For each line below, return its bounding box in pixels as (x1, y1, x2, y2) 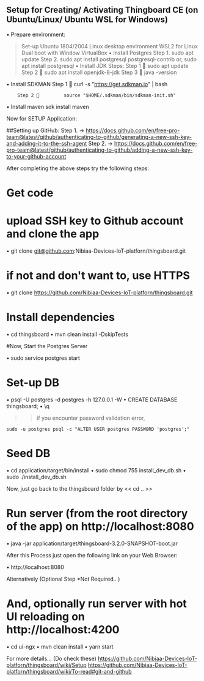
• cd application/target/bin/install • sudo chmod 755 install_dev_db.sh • (6, 466, 186, 474)
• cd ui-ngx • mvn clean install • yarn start (6, 642, 114, 650)
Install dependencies (6, 310, 115, 324)
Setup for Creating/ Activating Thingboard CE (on (6, 5, 199, 15)
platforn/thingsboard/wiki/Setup (6, 661, 87, 669)
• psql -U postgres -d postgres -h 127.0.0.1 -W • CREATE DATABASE (6, 396, 178, 403)
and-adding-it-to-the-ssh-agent (6, 140, 87, 147)
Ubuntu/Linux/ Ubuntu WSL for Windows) (6, 15, 168, 25)
